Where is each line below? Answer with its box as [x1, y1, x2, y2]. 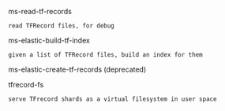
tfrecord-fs [8, 80, 44, 89]
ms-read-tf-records [8, 7, 73, 16]
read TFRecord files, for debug [8, 22, 114, 30]
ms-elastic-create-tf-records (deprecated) [8, 65, 147, 74]
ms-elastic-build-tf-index [8, 35, 91, 45]
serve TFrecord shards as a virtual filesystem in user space [8, 95, 217, 103]
